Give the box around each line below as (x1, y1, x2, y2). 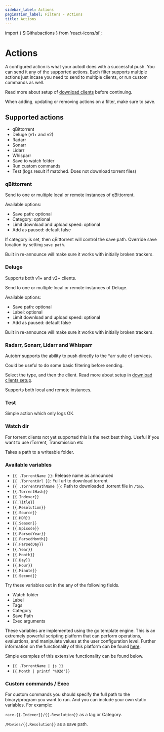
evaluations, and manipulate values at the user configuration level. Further (5, 638, 156, 644)
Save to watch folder (12, 158, 55, 164)
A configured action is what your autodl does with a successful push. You (5, 64, 155, 70)
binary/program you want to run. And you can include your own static (5, 697, 147, 703)
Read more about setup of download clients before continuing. (5, 89, 132, 95)
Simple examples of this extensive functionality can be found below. (5, 653, 144, 659)
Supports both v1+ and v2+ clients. (5, 275, 77, 281)
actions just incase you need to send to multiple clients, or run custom (5, 74, 148, 80)
